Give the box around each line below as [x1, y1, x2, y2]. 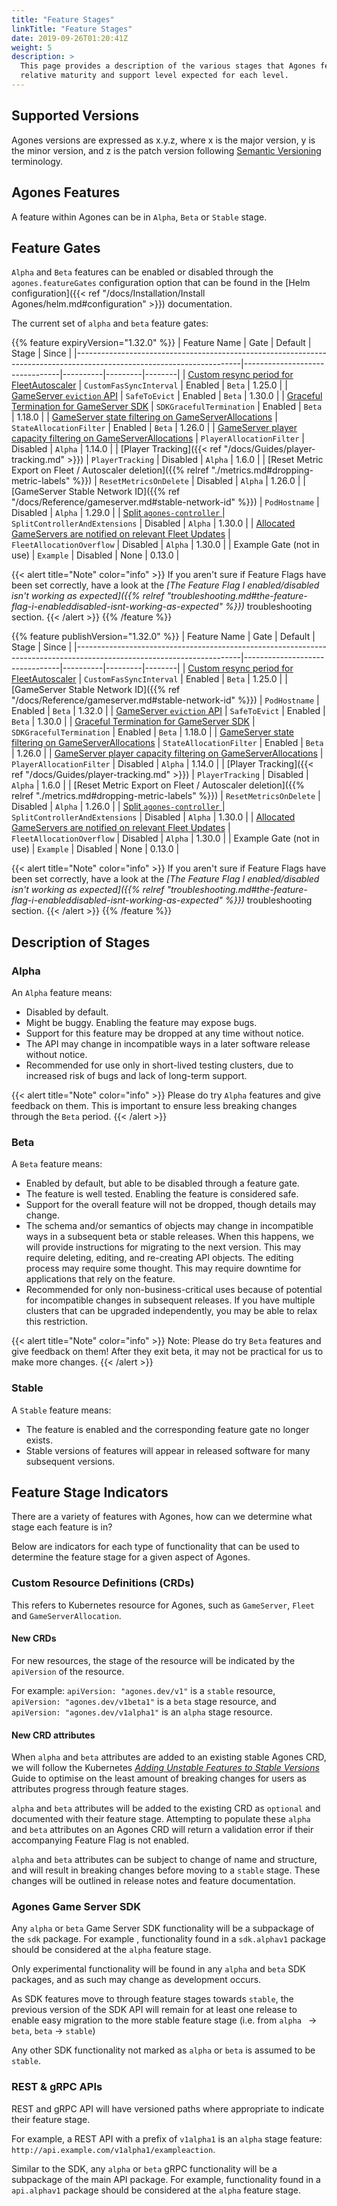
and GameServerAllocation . [11, 1609, 122, 1621]
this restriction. [25, 1316, 89, 1328]
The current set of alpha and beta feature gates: [11, 317, 209, 330]
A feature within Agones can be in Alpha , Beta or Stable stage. [11, 211, 268, 223]
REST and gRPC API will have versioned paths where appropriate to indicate [11, 2102, 325, 2115]
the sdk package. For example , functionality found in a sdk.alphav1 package [11, 1933, 327, 1945]
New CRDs [11, 1632, 57, 1645]
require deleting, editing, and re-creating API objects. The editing [25, 1252, 294, 1264]
